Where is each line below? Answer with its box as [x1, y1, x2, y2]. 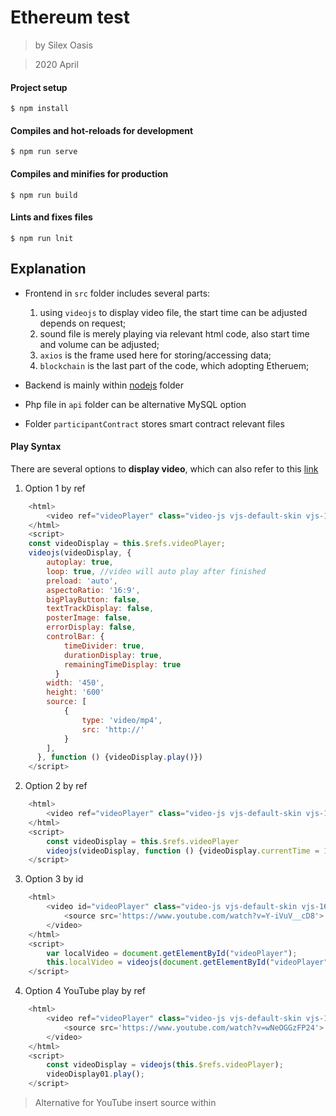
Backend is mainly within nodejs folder [24, 379, 184, 391]
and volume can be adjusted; [39, 338, 160, 350]
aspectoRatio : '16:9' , [46, 585, 141, 595]
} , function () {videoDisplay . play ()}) [36, 752, 203, 763]
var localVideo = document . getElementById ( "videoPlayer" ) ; [46, 948, 298, 958]
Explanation [10, 261, 87, 278]
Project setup [10, 81, 68, 93]
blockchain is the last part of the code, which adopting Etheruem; [39, 359, 310, 371]
